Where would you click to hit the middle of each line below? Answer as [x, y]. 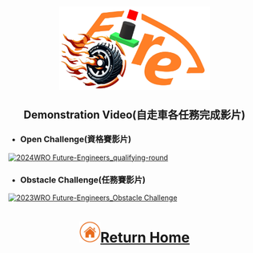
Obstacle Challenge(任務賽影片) [82, 180]
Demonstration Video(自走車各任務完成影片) [135, 114]
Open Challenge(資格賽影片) [76, 140]
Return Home [145, 238]
